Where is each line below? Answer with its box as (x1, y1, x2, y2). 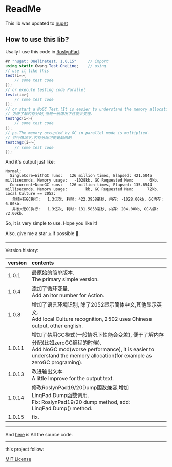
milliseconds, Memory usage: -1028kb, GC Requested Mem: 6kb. (5, 178, 159, 183)
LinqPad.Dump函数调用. (31, 392, 90, 399)
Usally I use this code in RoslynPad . (5, 48, 80, 55)
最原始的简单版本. (31, 269, 74, 276)
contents (31, 259, 54, 266)
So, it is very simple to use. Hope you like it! (5, 220, 97, 226)
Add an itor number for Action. (31, 292, 105, 299)
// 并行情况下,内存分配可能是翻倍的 (5, 135, 72, 140)
